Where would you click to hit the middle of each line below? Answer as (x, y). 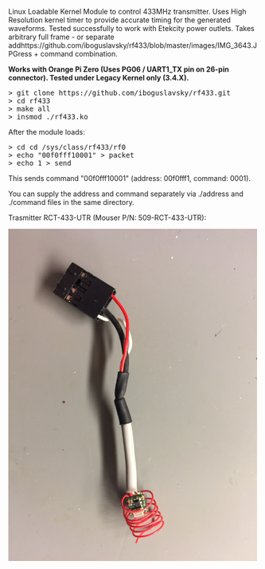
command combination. (79, 54)
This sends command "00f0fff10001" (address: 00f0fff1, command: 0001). (130, 178)
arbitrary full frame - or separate (62, 37)
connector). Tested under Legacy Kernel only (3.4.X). (99, 78)
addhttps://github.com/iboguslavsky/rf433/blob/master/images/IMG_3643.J (132, 45)
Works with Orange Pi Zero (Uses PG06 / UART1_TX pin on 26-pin (119, 69)
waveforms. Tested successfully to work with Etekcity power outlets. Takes (131, 28)
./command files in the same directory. (72, 202)
